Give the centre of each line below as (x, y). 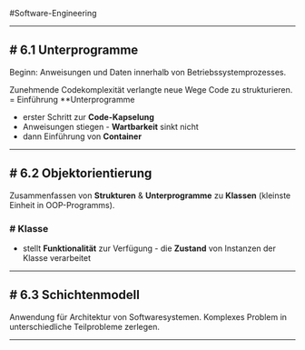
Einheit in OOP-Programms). (62, 205)
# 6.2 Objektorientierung (81, 173)
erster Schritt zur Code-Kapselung (88, 116)
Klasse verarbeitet (57, 257)
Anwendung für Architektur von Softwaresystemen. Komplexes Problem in (148, 316)
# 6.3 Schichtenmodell (75, 295)
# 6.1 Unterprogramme (74, 50)
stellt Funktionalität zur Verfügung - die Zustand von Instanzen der (149, 248)
